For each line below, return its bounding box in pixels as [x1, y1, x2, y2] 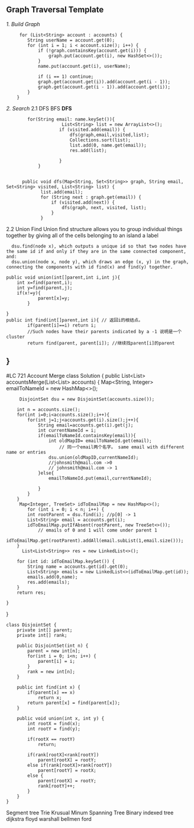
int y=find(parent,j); [17, 285, 73, 290]
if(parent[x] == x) [27, 689, 76, 696]
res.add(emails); [27, 579, 70, 585]
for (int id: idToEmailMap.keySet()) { [17, 558, 115, 564]
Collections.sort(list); [69, 137, 131, 143]
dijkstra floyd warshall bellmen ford [6, 815, 92, 822]
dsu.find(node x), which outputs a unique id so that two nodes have [11, 243, 186, 249]
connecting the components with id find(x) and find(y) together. [6, 264, 173, 270]
